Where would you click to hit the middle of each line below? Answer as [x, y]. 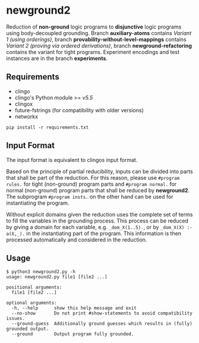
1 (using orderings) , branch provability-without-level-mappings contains [96, 39]
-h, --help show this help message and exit [74, 308]
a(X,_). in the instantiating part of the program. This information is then [94, 233]
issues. [16, 319]
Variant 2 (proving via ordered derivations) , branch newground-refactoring [99, 46]
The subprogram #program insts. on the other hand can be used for [90, 196]
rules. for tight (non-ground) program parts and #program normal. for [91, 184]
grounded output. [28, 329]
